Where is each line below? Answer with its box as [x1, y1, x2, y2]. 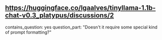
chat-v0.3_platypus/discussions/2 [5, 12, 114, 20]
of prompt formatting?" [5, 29, 52, 35]
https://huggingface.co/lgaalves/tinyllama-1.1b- [5, 4, 156, 12]
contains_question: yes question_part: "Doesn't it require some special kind [5, 24, 158, 30]
